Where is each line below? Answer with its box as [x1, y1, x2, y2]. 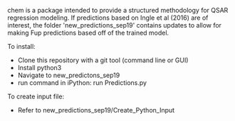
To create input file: [7, 92, 65, 100]
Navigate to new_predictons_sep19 [17, 71, 120, 79]
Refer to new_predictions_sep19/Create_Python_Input [17, 106, 175, 114]
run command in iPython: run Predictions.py [17, 79, 147, 87]
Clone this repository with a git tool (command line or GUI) [17, 56, 189, 64]
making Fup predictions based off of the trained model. [7, 28, 169, 37]
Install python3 [17, 64, 62, 71]
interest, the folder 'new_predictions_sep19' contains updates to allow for [7, 21, 222, 29]
